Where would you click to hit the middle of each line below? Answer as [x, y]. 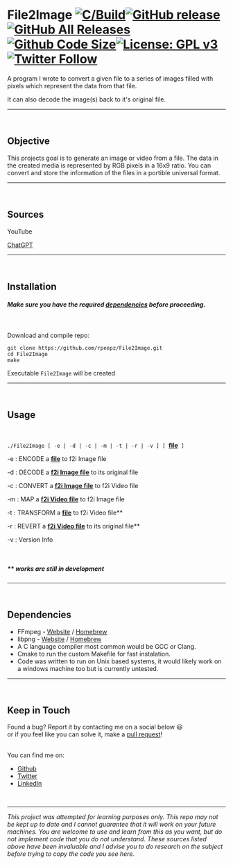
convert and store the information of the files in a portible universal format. [114, 172]
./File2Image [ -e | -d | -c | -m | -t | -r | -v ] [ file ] [96, 445]
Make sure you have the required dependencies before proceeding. [106, 304]
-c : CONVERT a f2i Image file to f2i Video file [73, 485]
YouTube [20, 231]
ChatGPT [20, 245]
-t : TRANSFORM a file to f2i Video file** [65, 512]
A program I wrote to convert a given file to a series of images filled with [110, 78]
